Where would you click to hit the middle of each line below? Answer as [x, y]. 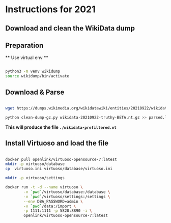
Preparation [24, 45]
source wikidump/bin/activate [37, 76]
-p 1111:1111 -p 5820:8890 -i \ [58, 211]
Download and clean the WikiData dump [70, 28]
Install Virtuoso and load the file [57, 143]
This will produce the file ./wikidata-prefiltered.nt [61, 127]
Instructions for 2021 [50, 9]
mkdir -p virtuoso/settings [35, 178]
